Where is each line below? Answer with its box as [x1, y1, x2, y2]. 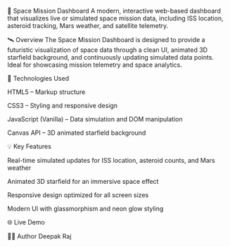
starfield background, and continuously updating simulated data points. [7, 53, 215, 61]
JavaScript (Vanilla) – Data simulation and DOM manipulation [7, 115, 183, 123]
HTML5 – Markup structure [7, 88, 86, 96]
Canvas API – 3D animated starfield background [7, 128, 146, 137]
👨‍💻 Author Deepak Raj [7, 232, 72, 240]
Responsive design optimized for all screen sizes [7, 191, 149, 199]
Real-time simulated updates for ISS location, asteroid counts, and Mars [7, 156, 216, 164]
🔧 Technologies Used [7, 74, 69, 82]
